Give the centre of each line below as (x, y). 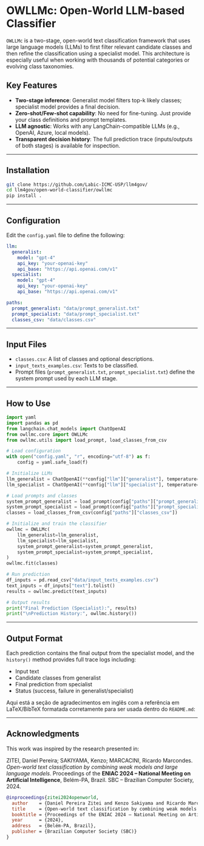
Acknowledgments (43, 734)
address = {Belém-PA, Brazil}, (54, 826)
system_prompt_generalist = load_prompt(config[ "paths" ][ (81, 501)
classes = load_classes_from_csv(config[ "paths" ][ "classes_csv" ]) (92, 513)
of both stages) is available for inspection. (67, 145)
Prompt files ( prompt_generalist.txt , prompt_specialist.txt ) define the (105, 372)
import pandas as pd (32, 423)
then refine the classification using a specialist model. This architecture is (98, 53)
